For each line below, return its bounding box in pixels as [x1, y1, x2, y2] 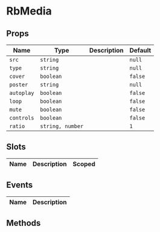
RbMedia [6, 4, 53, 18]
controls [9, 115, 34, 121]
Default [129, 47, 152, 54]
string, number [40, 123, 84, 129]
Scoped [72, 159, 95, 168]
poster [9, 82, 28, 88]
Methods [6, 218, 41, 228]
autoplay [9, 89, 34, 96]
